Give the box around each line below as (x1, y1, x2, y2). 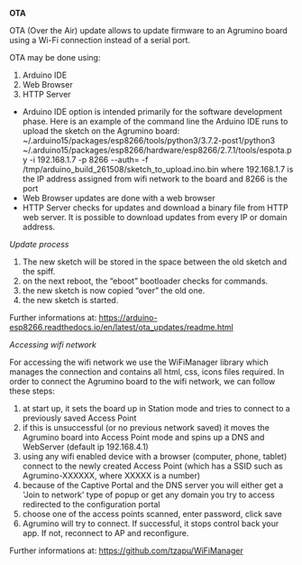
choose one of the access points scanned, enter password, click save (22, 509, 282, 519)
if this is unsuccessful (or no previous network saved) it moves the (22, 422, 270, 432)
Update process (9, 239, 69, 249)
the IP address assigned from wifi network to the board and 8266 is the (22, 173, 288, 184)
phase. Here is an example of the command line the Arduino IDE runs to (22, 116, 288, 126)
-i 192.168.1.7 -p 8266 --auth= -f (29, 154, 149, 165)
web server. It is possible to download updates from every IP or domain (22, 212, 288, 222)
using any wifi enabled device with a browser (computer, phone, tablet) (22, 451, 288, 461)
